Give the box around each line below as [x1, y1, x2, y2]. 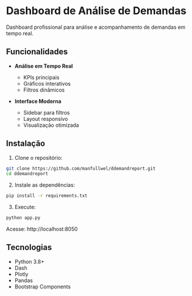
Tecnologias [6, 243, 52, 253]
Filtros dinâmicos [23, 86, 65, 93]
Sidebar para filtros [23, 109, 70, 116]
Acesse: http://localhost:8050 [6, 226, 78, 233]
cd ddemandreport [6, 171, 49, 177]
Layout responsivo [23, 115, 68, 122]
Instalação [6, 139, 46, 149]
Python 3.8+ [14, 258, 45, 265]
